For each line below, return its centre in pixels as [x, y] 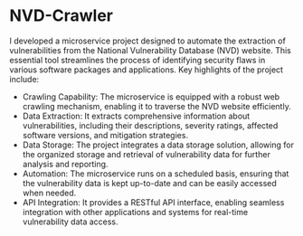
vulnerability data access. [71, 222]
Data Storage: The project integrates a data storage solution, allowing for [158, 145]
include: [24, 79]
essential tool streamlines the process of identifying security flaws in [137, 60]
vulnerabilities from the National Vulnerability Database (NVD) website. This [150, 50]
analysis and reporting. [65, 164]
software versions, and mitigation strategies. [105, 135]
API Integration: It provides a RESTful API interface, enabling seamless [153, 202]
